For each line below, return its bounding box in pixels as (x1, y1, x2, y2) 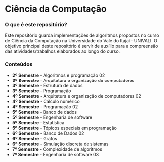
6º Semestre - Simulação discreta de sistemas (12, 141, 109, 147)
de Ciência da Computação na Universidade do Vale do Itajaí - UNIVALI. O (5, 38, 157, 44)
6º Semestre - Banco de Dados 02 (12, 130, 84, 136)
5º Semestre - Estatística (12, 119, 65, 125)
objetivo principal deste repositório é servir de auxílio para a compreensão (5, 43, 158, 49)
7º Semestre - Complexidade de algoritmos (12, 146, 102, 152)
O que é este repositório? (5, 21, 67, 28)
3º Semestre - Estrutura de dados (12, 82, 83, 88)
